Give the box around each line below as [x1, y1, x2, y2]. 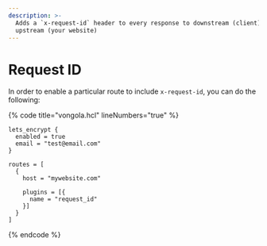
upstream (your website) [15, 26, 98, 34]
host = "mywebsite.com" [22, 175, 102, 183]
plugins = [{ [22, 188, 66, 197]
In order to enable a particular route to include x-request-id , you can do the [8, 86, 257, 96]
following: [8, 95, 41, 105]
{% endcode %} [8, 230, 61, 240]
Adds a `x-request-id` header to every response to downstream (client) [15, 19, 261, 27]
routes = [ [8, 160, 44, 169]
